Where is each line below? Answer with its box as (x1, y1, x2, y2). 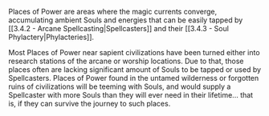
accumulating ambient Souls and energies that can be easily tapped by (8, 15, 243, 25)
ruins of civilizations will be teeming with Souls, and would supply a (8, 82, 231, 91)
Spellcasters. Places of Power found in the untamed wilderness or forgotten (8, 74, 259, 82)
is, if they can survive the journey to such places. (8, 99, 171, 108)
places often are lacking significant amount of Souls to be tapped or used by (8, 65, 262, 74)
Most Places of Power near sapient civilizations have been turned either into (8, 48, 260, 57)
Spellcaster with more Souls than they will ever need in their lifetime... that (8, 90, 254, 99)
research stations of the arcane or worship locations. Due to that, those (8, 56, 244, 66)
